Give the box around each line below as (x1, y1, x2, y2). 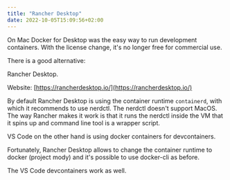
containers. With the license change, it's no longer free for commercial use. (7, 43, 222, 51)
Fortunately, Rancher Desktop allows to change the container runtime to (7, 145, 213, 154)
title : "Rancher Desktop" (7, 10, 82, 17)
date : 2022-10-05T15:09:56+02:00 (7, 17, 104, 24)
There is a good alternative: (7, 56, 86, 64)
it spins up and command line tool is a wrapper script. (7, 118, 161, 127)
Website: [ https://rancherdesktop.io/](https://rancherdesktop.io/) (7, 83, 193, 91)
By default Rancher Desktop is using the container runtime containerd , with (7, 96, 222, 105)
